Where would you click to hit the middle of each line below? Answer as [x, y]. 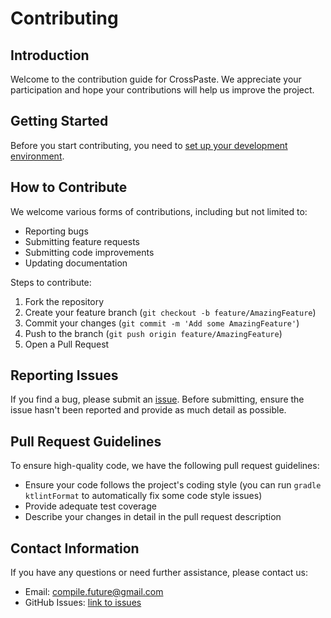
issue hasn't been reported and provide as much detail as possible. [148, 410]
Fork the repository [64, 301]
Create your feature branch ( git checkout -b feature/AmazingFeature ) [170, 312]
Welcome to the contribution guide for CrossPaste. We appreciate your [156, 79]
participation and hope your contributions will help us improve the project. [162, 90]
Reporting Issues [64, 375]
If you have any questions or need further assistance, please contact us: [159, 573]
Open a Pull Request [67, 344]
